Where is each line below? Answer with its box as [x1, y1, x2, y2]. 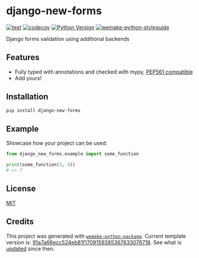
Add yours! [14, 74, 42, 81]
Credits [6, 216, 34, 227]
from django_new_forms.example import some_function [6, 151, 139, 157]
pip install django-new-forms [6, 107, 81, 113]
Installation [6, 92, 49, 102]
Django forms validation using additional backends [6, 35, 130, 42]
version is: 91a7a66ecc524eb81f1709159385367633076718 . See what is [6, 238, 182, 246]
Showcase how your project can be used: [6, 139, 108, 146]
